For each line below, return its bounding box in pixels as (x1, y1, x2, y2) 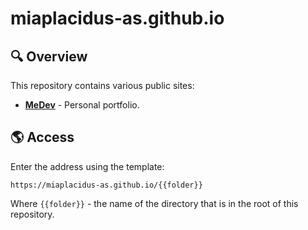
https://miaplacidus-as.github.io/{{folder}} (10, 180, 203, 190)
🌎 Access (10, 129, 75, 146)
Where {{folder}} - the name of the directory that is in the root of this (10, 197, 299, 209)
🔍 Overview (10, 48, 88, 65)
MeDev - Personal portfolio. (24, 99, 140, 111)
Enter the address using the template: (10, 160, 165, 172)
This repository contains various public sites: (10, 80, 195, 91)
